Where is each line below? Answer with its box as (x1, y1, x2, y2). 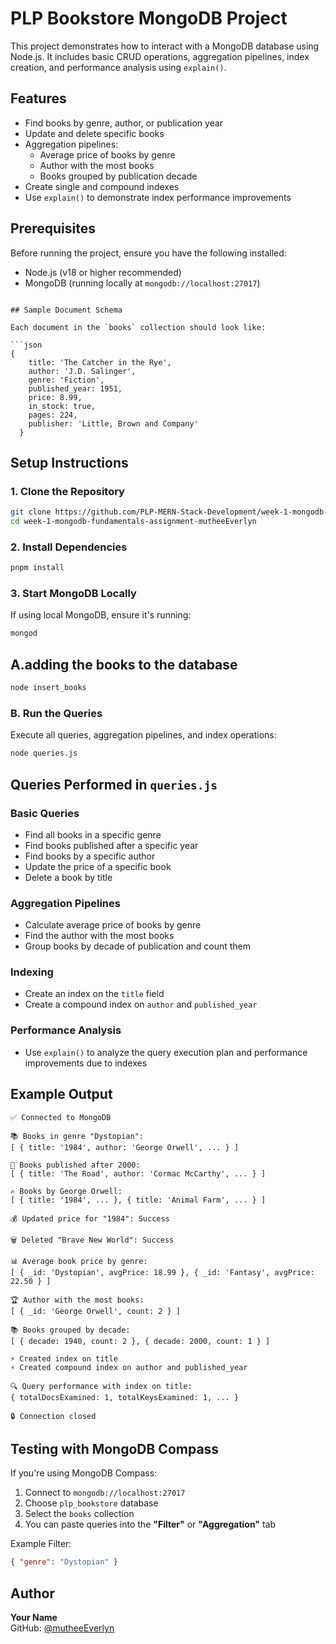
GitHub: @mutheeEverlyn (10, 1622, 115, 1634)
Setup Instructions (10, 454, 129, 471)
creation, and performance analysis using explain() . (10, 61, 227, 73)
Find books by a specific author (24, 850, 156, 862)
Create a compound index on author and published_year (24, 998, 258, 1011)
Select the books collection (24, 1508, 135, 1520)
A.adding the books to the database (10, 656, 238, 673)
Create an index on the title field (24, 988, 165, 1000)
